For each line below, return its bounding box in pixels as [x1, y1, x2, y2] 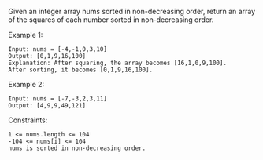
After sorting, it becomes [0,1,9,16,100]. [8, 66, 154, 74]
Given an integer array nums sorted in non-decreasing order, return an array [8, 7, 256, 16]
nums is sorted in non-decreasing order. [8, 144, 146, 152]
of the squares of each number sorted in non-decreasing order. [8, 15, 214, 24]
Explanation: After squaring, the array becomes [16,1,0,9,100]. [8, 59, 227, 67]
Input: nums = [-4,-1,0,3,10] [8, 45, 108, 53]
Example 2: [8, 80, 45, 89]
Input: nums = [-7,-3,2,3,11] [8, 95, 108, 103]
